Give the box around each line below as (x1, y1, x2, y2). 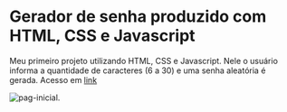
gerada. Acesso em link (9, 74, 98, 85)
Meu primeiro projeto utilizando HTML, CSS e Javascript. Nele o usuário (9, 55, 279, 66)
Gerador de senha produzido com (9, 6, 267, 27)
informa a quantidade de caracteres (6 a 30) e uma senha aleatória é (9, 65, 266, 76)
